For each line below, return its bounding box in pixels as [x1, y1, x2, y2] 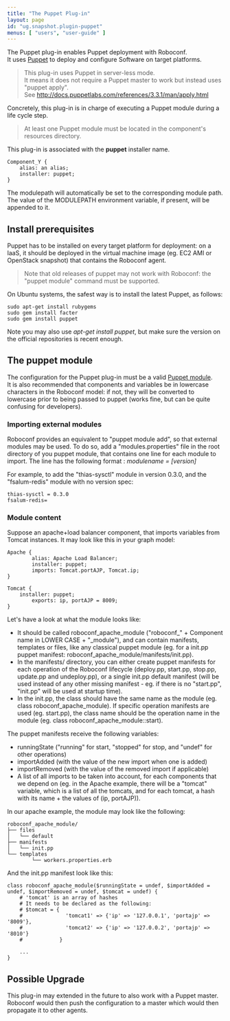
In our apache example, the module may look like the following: [7, 808, 185, 816]
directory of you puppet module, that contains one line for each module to [7, 450, 216, 458]
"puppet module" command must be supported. [23, 277, 160, 286]
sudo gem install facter [7, 310, 78, 316]
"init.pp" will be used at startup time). [16, 687, 123, 696]
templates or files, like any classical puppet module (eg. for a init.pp [16, 643, 209, 652]
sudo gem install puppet [7, 316, 78, 323]
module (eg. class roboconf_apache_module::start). [16, 716, 163, 724]
